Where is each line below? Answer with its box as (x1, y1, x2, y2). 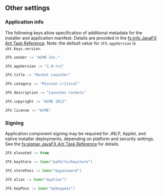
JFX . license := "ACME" (5, 108, 51, 113)
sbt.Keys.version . (5, 45, 41, 51)
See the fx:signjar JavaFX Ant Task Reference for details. (5, 141, 120, 147)
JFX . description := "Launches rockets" (5, 90, 86, 95)
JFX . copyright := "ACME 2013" (5, 99, 67, 104)
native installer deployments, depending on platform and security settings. (5, 136, 155, 142)
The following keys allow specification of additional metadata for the (5, 29, 142, 36)
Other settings (5, 4, 50, 12)
